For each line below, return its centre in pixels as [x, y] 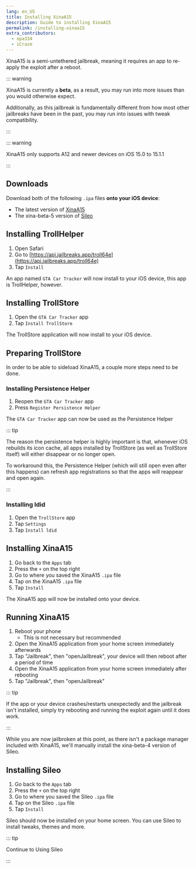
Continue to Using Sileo [35, 850]
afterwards [27, 650]
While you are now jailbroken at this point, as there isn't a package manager [97, 739]
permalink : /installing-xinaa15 [45, 28]
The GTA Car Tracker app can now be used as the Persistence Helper [90, 419]
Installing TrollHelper [45, 234]
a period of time [34, 662]
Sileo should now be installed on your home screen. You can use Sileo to [94, 821]
